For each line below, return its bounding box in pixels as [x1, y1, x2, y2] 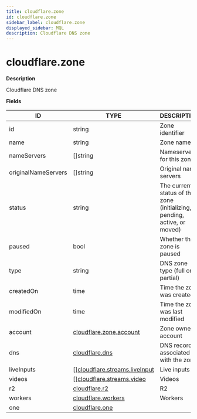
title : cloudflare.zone [6, 8, 64, 15]
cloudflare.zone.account [73, 328, 140, 336]
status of [159, 189, 185, 197]
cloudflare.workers [73, 394, 125, 402]
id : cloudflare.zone [6, 14, 57, 20]
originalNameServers [9, 168, 67, 176]
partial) [159, 274, 180, 282]
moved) [159, 226, 181, 234]
